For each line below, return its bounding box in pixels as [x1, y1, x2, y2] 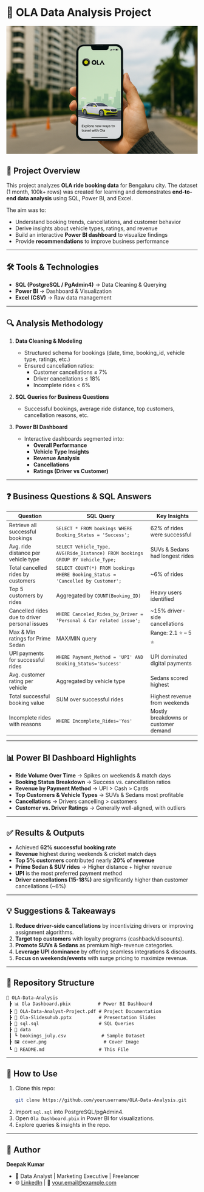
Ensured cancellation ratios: [24, 362, 94, 370]
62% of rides [150, 525, 183, 532]
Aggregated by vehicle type [56, 678, 126, 685]
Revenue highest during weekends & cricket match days [15, 850, 157, 857]
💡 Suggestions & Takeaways [6, 906, 116, 916]
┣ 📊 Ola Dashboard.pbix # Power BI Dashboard [8, 1001, 153, 1007]
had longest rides [150, 552, 194, 559]
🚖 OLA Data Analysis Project [6, 5, 152, 19]
